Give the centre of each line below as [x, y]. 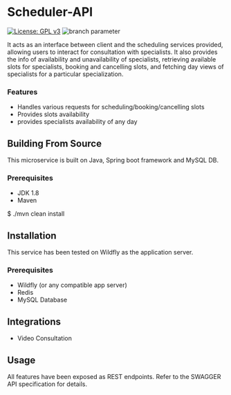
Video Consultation [45, 338]
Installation [32, 236]
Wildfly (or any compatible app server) [72, 285]
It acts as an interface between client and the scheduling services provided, [115, 44]
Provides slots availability [53, 114]
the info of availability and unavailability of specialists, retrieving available [112, 59]
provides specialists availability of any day [77, 122]
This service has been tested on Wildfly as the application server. [100, 252]
